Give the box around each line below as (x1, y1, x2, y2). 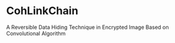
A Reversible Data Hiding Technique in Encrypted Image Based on (6, 24, 169, 31)
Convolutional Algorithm (6, 29, 66, 37)
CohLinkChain (6, 4, 79, 18)
